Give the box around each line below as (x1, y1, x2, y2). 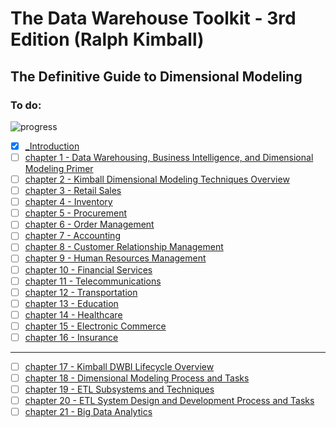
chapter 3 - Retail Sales (24, 185, 122, 197)
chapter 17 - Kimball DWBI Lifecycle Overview (24, 360, 215, 372)
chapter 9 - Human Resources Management (24, 252, 207, 264)
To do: (10, 98, 42, 112)
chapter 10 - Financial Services (24, 263, 153, 276)
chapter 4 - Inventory (24, 196, 113, 208)
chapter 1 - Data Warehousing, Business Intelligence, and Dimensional (24, 151, 314, 163)
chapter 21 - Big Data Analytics (24, 406, 153, 418)
